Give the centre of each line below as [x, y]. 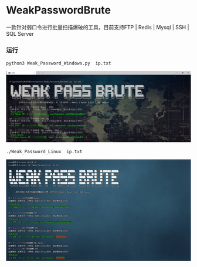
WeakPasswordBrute [59, 10]
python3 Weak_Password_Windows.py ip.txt [59, 63]
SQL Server [20, 33]
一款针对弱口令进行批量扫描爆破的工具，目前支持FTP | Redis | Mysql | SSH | [98, 27]
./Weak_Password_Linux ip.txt [44, 151]
